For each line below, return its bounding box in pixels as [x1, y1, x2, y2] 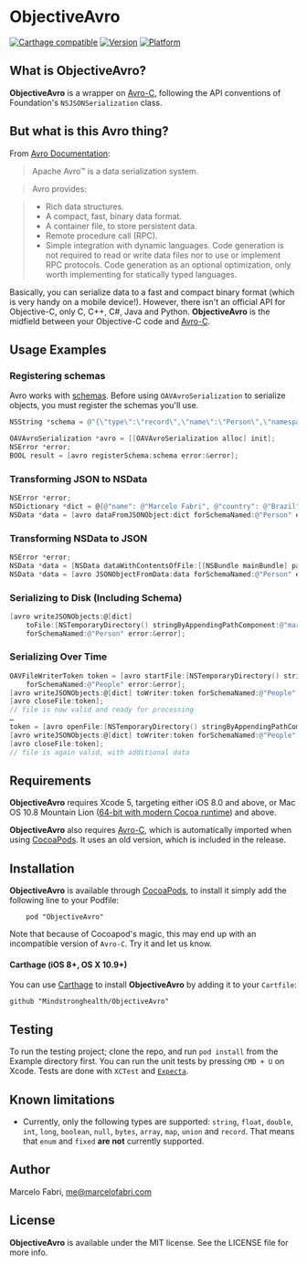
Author [9, 1162, 50, 1177]
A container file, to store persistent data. [45, 220, 198, 231]
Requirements [9, 773, 91, 788]
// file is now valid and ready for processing [9, 705, 195, 714]
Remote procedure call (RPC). [45, 230, 158, 241]
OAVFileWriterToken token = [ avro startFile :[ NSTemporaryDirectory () [9, 671, 281, 680]
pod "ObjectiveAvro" [26, 912, 104, 922]
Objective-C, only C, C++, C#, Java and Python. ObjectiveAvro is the [9, 306, 270, 317]
